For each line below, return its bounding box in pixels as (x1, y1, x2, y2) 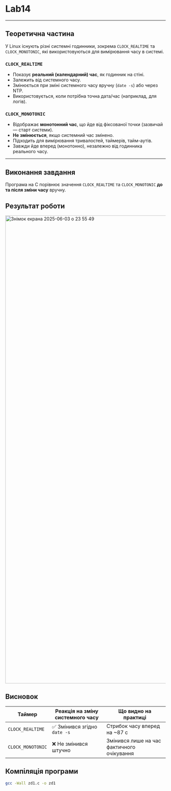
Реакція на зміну (55, 708, 99, 715)
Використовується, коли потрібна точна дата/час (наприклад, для (12, 93, 157, 99)
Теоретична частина (5, 30, 75, 38)
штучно (51, 746, 71, 753)
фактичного (106, 743, 136, 750)
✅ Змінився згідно (51, 723, 98, 730)
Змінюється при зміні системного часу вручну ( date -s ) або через (12, 82, 158, 89)
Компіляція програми (5, 767, 78, 776)
